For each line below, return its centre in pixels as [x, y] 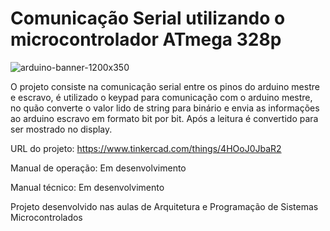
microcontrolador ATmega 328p [146, 39]
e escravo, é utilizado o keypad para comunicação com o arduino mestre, [161, 97]
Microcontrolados [46, 217]
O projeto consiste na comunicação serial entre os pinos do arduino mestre [165, 86]
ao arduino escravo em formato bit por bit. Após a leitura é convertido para [164, 118]
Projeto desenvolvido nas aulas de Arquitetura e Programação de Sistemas [164, 206]
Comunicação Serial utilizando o [148, 18]
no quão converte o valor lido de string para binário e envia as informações [165, 108]
